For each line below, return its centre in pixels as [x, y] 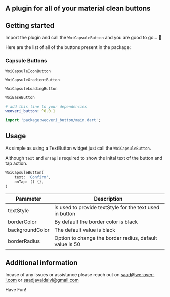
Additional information [41, 262]
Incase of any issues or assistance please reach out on [62, 275]
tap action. [16, 163]
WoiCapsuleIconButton [28, 71]
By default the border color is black [96, 222]
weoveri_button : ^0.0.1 [30, 111]
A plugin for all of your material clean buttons [78, 8]
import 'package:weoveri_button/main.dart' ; [53, 120]
